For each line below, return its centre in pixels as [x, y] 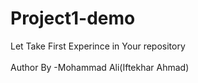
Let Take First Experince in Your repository [98, 46]
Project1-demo [73, 18]
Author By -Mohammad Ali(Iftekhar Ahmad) [100, 67]
